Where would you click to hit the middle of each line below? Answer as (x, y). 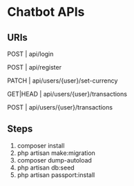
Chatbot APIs (46, 12)
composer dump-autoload (54, 160)
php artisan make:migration (56, 153)
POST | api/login (30, 54)
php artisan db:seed (46, 167)
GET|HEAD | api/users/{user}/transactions (67, 94)
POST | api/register (35, 67)
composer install (41, 145)
